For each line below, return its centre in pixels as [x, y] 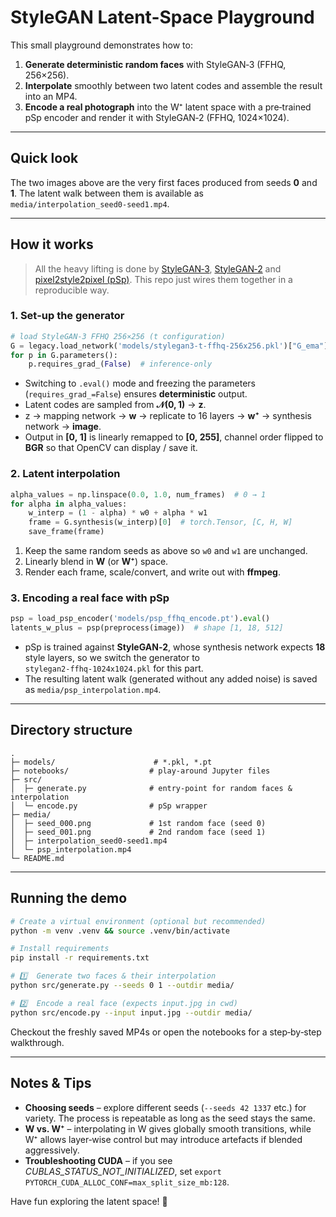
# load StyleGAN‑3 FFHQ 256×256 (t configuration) [118, 336]
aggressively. [52, 1150]
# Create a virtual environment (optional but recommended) [138, 921]
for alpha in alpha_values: [69, 504]
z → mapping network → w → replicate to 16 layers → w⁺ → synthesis [168, 416]
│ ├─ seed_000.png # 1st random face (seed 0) [138, 823]
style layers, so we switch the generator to [112, 658]
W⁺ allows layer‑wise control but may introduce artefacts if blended [163, 1139]
